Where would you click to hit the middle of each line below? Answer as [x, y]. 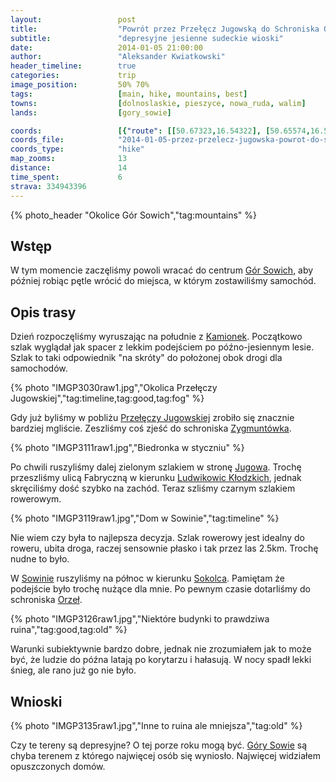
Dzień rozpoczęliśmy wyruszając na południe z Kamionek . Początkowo [156, 337]
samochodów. [39, 368]
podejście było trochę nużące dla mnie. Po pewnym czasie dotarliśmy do [160, 589]
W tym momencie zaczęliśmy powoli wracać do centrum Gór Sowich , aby [162, 270]
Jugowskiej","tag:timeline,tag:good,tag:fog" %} [107, 398]
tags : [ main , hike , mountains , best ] [129, 94]
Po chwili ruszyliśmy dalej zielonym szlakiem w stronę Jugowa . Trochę [156, 467]
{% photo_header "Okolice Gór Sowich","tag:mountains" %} [133, 215]
